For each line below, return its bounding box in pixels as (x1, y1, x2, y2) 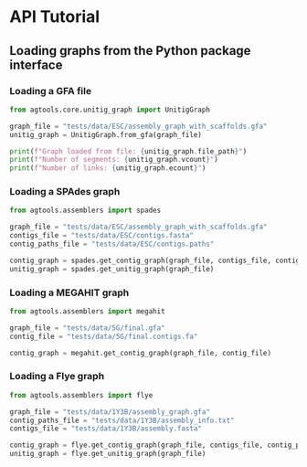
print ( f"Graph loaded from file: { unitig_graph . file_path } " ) (9, 146, 248, 156)
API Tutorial (9, 6, 101, 27)
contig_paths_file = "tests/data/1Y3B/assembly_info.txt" (9, 416, 235, 425)
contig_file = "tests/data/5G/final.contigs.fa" (9, 332, 198, 341)
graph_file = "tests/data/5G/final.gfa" (9, 323, 166, 333)
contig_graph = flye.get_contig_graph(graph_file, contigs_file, (9, 440, 263, 450)
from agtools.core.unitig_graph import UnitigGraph (9, 105, 210, 114)
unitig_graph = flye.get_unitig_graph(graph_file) (9, 450, 206, 459)
